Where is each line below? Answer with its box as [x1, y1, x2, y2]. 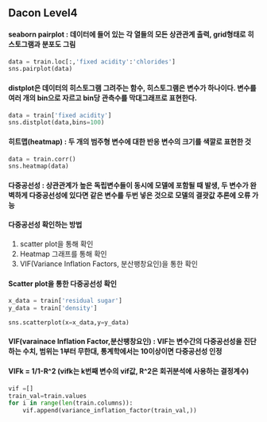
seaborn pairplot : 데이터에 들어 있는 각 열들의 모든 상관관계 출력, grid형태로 [8, 29, 246, 39]
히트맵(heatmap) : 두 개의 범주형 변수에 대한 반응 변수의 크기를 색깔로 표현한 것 [8, 137, 252, 146]
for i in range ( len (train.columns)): [8, 399, 133, 408]
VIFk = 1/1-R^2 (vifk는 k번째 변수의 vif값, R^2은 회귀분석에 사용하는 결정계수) [8, 366, 250, 376]
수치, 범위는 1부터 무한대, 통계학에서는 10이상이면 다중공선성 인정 [22, 347, 222, 356]
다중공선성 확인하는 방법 [8, 220, 83, 230]
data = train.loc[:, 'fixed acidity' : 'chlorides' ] [8, 57, 176, 66]
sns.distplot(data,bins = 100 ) [8, 118, 105, 126]
